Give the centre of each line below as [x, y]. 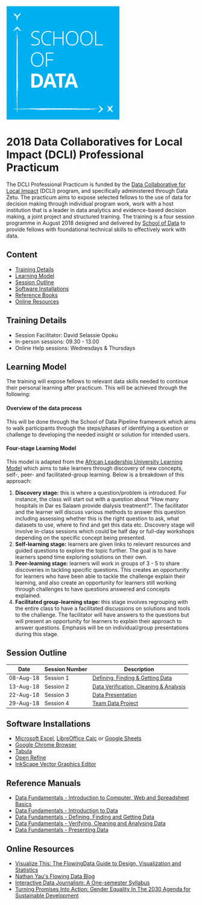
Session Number [66, 669]
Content [22, 255]
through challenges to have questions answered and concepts [92, 589]
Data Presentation [115, 695]
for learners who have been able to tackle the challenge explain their [100, 576]
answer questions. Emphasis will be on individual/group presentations [102, 628]
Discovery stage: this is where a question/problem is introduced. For [101, 493]
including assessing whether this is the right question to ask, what [97, 518]
